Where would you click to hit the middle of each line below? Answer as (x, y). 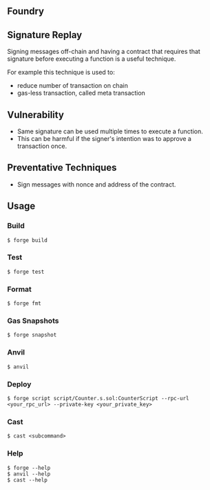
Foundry (26, 11)
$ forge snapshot (32, 335)
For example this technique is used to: (61, 73)
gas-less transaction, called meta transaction (81, 93)
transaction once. (42, 146)
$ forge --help (29, 468)
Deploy (19, 384)
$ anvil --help (29, 474)
